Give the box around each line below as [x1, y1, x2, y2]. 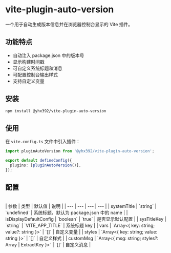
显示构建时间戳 [12, 59, 45, 65]
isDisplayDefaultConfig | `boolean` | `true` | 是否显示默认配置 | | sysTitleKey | [5, 216, 166, 222]
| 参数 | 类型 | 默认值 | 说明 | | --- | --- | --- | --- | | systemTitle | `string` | [5, 203, 157, 209]
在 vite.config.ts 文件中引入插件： [5, 139, 81, 145]
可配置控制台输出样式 [12, 71, 58, 77]
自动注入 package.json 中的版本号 [12, 52, 84, 59]
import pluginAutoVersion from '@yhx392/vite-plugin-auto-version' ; [5, 149, 155, 154]
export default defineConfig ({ [5, 158, 72, 163]
